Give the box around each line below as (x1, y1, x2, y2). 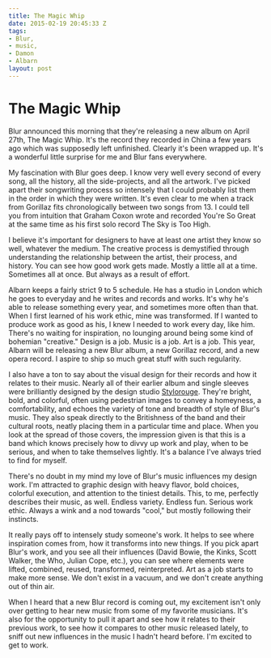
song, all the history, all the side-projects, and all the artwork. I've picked (8, 176, 251, 186)
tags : (8, 27, 27, 35)
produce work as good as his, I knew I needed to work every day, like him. (8, 319, 256, 329)
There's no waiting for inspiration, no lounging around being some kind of (8, 328, 253, 337)
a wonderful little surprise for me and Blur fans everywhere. (8, 151, 208, 162)
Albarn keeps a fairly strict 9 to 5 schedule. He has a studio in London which (8, 285, 263, 295)
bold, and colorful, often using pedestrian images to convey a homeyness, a (8, 395, 261, 405)
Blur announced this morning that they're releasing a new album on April (8, 126, 250, 136)
